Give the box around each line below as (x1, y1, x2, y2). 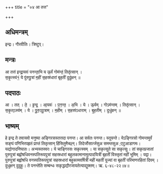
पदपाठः (5, 89, 21, 97)
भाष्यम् (5, 122, 19, 130)
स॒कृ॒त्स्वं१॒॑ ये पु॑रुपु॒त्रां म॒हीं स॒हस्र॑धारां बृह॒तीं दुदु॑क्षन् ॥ (5, 74, 81, 80)
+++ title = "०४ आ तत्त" (5, 4, 49, 10)
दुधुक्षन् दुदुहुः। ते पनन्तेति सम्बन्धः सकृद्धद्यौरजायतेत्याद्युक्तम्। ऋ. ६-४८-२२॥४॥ (5, 163, 130, 169)
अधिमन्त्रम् (5, 28, 28, 36)
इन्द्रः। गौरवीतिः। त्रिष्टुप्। (5, 41, 44, 47)
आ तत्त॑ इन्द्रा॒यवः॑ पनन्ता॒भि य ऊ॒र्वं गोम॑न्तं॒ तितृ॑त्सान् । (5, 69, 82, 75)
